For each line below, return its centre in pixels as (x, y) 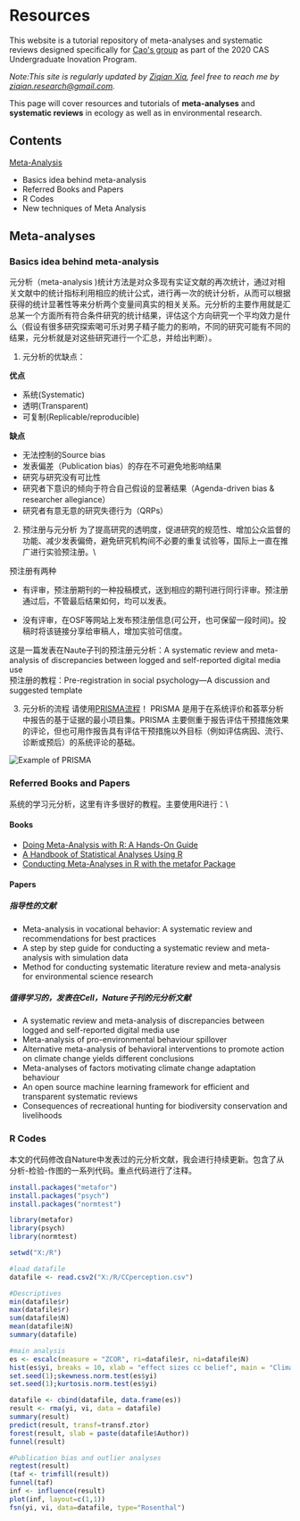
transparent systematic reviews (80, 1097)
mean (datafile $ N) (42, 1326)
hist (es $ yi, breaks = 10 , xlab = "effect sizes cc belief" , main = (137, 1367)
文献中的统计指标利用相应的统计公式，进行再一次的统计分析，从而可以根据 (154, 293)
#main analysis (37, 1351)
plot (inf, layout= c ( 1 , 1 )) (57, 1499)
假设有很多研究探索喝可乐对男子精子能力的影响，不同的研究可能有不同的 (158, 327)
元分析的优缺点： (54, 357)
